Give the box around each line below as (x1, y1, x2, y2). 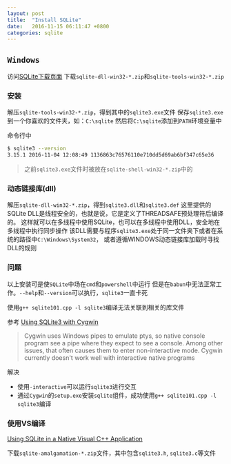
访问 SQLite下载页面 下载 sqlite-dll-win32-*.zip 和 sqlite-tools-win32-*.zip (7, 72, 224, 81)
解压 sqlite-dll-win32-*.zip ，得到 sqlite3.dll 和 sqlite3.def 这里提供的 (7, 201, 212, 209)
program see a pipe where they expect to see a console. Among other (23, 339, 223, 347)
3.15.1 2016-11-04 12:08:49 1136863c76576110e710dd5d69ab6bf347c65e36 (7, 152, 214, 159)
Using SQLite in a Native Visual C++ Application (7, 435, 143, 443)
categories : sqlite (7, 29, 63, 37)
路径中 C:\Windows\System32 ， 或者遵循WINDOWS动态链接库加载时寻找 (19, 235, 219, 243)
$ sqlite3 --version (7, 145, 67, 152)
